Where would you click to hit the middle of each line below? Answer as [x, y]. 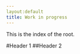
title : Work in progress [37, 17]
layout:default [25, 12]
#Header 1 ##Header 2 [34, 46]
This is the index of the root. [41, 34]
